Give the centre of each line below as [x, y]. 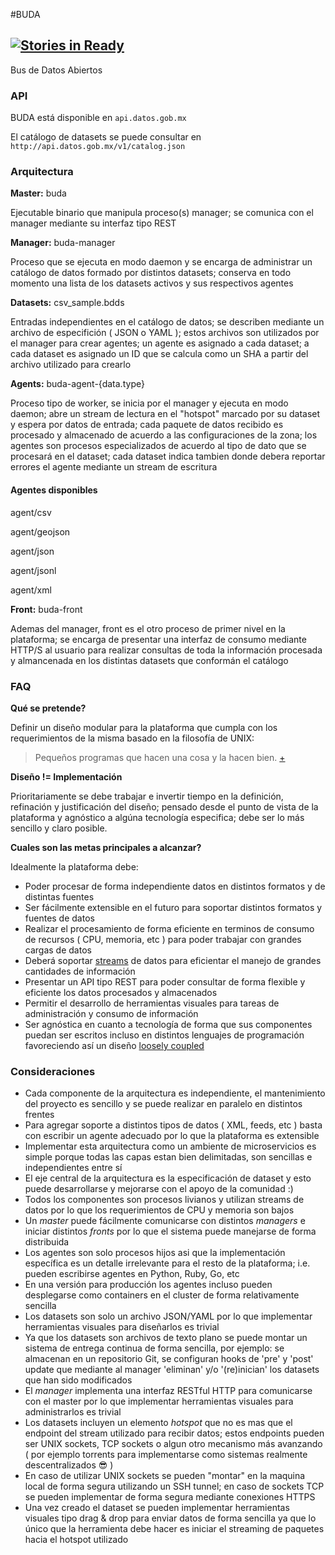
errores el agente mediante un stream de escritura [114, 467]
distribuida [47, 1242]
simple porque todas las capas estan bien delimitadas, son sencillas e [168, 1157]
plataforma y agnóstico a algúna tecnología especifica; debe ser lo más [157, 817]
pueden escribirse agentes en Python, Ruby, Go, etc [132, 1274]
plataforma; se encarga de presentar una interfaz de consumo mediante [158, 639]
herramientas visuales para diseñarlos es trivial [122, 1327]
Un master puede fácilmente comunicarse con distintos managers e [165, 1221]
